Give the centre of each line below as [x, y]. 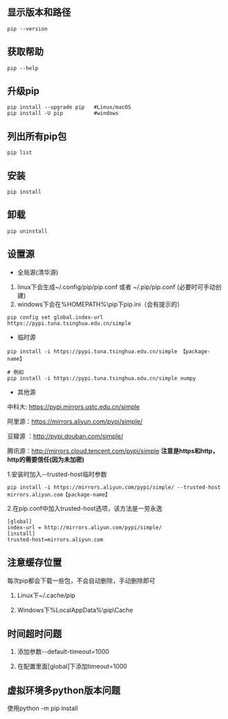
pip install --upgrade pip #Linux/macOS [69, 107]
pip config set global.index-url [55, 317]
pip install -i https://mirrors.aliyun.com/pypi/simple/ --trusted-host [114, 487]
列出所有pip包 [37, 136]
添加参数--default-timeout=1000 [63, 652]
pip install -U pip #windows [63, 113]
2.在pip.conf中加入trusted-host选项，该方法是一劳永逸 [85, 508]
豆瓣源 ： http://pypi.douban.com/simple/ [65, 436]
